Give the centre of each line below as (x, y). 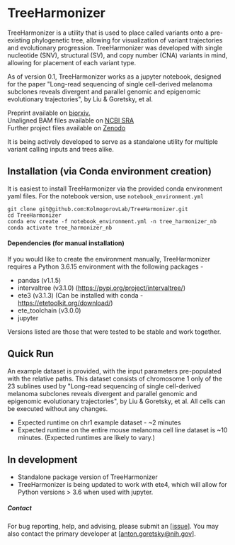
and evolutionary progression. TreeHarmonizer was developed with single (115, 47)
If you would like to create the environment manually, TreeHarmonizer (109, 259)
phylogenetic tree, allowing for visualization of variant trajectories (127, 40)
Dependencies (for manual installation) (66, 243)
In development (42, 460)
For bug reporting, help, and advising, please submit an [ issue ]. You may (113, 526)
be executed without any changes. (58, 408)
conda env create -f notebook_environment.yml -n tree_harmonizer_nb (112, 221)
